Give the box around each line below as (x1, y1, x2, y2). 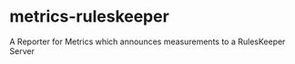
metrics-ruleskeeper (9, 6, 170, 27)
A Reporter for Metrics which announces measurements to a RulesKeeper (9, 36, 286, 47)
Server (9, 45, 35, 56)
